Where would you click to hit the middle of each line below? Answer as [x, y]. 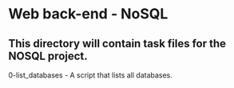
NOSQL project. [48, 56]
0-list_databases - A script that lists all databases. [91, 75]
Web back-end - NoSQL [88, 14]
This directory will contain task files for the [117, 44]
